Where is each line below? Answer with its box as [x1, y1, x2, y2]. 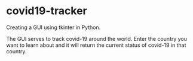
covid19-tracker [6, 4, 88, 18]
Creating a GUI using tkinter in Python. [6, 24, 101, 31]
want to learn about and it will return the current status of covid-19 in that [6, 41, 186, 49]
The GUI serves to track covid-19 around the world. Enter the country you [6, 35, 187, 42]
